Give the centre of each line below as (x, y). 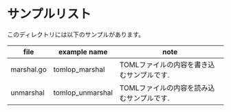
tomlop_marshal (79, 69)
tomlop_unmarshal (83, 92)
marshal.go (29, 69)
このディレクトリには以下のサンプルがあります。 (76, 34)
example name (83, 52)
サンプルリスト (49, 14)
